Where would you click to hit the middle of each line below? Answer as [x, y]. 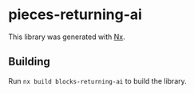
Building [29, 62]
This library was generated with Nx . [67, 37]
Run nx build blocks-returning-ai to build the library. [98, 80]
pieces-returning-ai [75, 15]
